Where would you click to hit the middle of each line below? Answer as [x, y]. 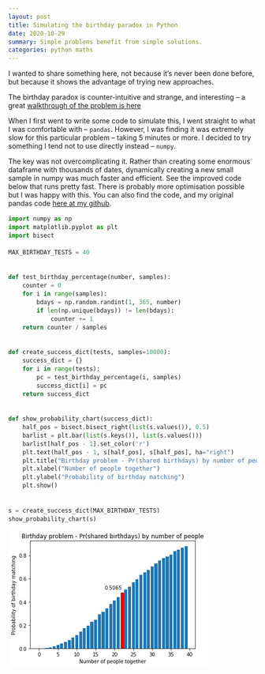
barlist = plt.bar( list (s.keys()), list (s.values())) [112, 435]
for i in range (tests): [62, 369]
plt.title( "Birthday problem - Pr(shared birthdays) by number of [134, 461]
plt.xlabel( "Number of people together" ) [91, 469]
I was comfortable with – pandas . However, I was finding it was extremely [126, 130]
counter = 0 [42, 286]
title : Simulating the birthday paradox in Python [93, 25]
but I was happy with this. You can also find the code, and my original [121, 195]
